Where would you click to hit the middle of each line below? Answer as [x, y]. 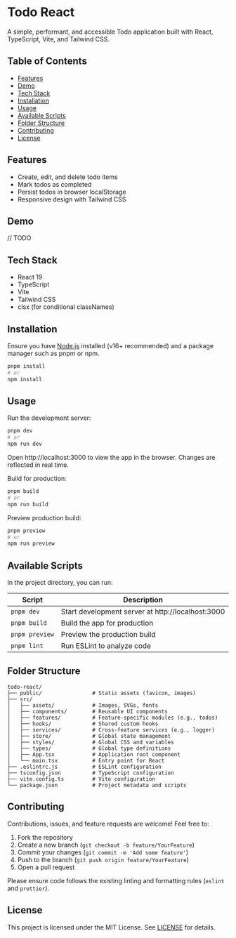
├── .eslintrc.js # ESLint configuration [84, 767]
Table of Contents [47, 61]
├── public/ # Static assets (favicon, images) [102, 693]
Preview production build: [45, 517]
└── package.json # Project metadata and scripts [97, 785]
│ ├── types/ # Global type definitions [89, 748]
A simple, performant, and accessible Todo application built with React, [110, 32]
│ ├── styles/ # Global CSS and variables [91, 742]
